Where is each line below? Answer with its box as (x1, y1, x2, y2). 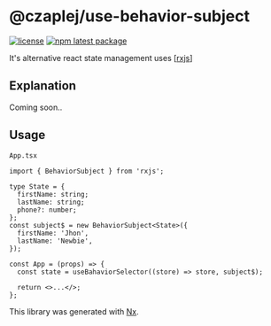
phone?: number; (17, 206, 77, 214)
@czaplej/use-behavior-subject (9, 6, 251, 27)
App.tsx (9, 151, 38, 160)
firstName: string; (17, 190, 89, 198)
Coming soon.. (9, 102, 63, 113)
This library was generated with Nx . (9, 306, 139, 316)
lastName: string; (17, 198, 86, 206)
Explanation (9, 78, 77, 94)
